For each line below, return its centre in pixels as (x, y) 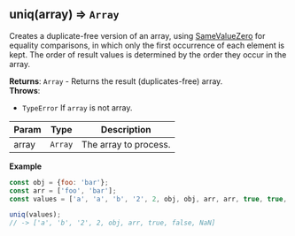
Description (126, 129)
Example (26, 166)
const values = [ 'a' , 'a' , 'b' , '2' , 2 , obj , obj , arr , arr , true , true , (148, 199)
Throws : (25, 90)
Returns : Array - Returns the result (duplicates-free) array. (116, 81)
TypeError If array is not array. (77, 107)
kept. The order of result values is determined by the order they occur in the (148, 54)
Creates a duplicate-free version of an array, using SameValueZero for (137, 35)
